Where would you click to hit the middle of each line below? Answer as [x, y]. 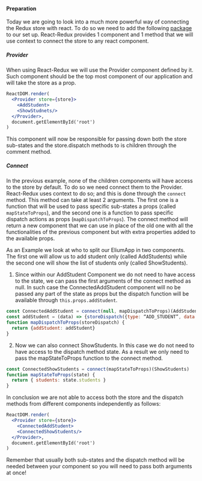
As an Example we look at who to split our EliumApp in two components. [96, 250]
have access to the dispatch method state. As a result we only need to [102, 351]
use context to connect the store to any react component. [78, 41]
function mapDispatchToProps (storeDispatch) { [66, 322]
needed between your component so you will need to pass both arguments [99, 467]
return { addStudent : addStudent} [54, 328]
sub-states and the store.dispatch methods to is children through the [91, 145]
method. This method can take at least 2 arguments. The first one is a [92, 200]
